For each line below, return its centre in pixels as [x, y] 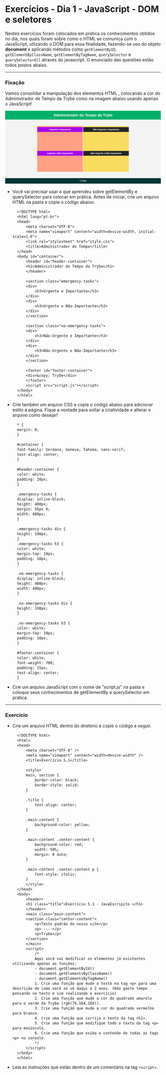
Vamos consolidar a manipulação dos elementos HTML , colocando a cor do [83, 93]
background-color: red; [59, 845]
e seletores [28, 20]
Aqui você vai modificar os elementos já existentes [90, 959]
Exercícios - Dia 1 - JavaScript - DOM [82, 9]
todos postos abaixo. [26, 65]
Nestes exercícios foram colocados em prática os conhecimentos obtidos [80, 33]
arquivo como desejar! [35, 415]
